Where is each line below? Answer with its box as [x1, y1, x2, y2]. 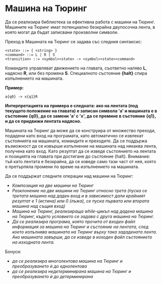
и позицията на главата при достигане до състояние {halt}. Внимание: [5, 153, 150, 159]
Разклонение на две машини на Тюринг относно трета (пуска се [12, 187, 147, 193]
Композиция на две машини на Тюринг [12, 183, 94, 188]
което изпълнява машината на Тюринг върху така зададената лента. [12, 229, 157, 234]
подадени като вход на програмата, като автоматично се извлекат [5, 133, 144, 138]
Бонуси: [5, 249, 22, 254]
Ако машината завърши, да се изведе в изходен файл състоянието [12, 234, 152, 240]
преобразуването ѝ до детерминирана [12, 273, 93, 279]
